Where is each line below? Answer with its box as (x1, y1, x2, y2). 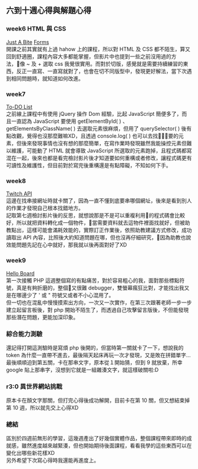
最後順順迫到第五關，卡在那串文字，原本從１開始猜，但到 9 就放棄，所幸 (6, 358, 183, 366)
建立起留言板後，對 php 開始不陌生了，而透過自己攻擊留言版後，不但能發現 (6, 306, 189, 313)
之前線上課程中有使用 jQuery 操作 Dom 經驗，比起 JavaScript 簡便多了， (6, 110, 182, 117)
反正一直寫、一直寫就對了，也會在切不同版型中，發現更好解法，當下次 (16, 67, 187, 75)
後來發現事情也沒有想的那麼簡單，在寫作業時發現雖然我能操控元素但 (21, 139, 187, 147)
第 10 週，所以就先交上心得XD (6, 404, 79, 411)
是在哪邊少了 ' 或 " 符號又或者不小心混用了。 (6, 291, 114, 298)
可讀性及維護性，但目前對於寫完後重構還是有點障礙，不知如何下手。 (6, 161, 171, 169)
